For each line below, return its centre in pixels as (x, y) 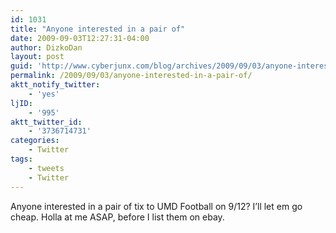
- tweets (46, 168)
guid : (21, 66)
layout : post (37, 57)
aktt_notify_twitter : (55, 85)
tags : (21, 159)
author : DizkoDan (46, 47)
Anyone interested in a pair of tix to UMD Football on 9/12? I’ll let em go (156, 206)
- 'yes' (44, 94)
